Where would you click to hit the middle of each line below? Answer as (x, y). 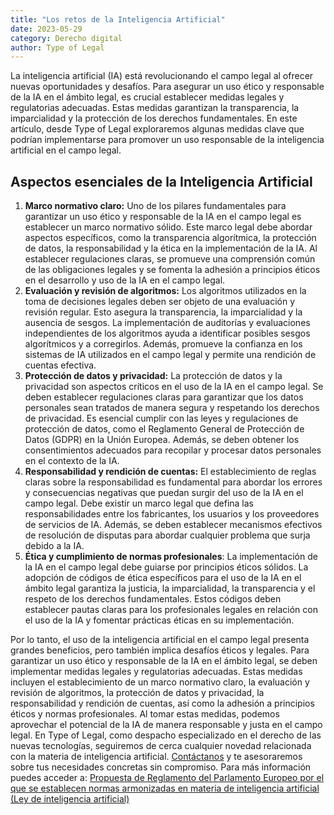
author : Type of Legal (57, 47)
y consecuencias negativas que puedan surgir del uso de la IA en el (164, 493)
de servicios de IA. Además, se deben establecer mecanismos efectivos (173, 525)
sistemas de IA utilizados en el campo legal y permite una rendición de (170, 355)
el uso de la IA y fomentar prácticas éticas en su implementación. (159, 620)
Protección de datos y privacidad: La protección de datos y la (153, 376)
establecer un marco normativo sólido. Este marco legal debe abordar (168, 227)
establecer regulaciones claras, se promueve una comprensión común (170, 259)
